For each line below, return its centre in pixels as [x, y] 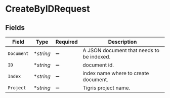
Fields [15, 28]
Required [67, 42]
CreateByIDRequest [48, 9]
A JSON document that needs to [121, 50]
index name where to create [116, 73]
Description [122, 42]
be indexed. [97, 57]
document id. [98, 65]
